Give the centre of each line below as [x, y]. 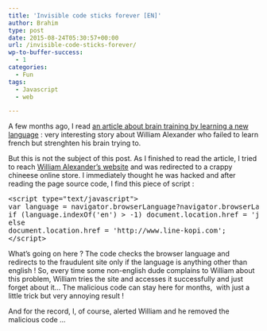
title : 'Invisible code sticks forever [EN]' [85, 15]
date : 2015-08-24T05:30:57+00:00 [64, 38]
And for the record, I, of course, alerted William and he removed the [119, 311]
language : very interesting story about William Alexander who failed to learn [133, 135]
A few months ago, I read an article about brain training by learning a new [128, 126]
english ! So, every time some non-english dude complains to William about [132, 271]
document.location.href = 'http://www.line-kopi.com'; [117, 231]
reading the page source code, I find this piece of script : [101, 184]
